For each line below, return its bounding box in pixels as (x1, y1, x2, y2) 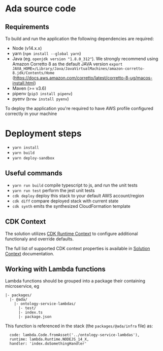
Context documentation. (5, 250, 54, 257)
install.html (12, 80, 34, 86)
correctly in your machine (5, 111, 58, 117)
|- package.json (18, 314, 52, 319)
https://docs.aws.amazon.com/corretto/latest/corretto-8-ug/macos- (14, 75, 153, 80)
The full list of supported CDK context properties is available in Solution (5, 245, 150, 251)
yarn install (12, 145, 39, 150)
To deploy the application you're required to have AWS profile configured (5, 106, 154, 111)
